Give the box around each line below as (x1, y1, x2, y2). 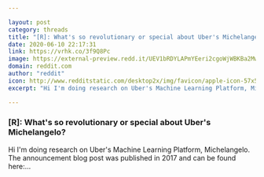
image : (8, 55, 30, 63)
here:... (8, 161, 31, 171)
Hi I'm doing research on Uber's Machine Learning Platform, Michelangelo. (8, 145, 251, 154)
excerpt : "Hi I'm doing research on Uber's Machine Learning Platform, (8, 84, 247, 92)
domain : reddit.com (8, 62, 72, 71)
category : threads (8, 25, 68, 34)
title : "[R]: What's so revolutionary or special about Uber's (8, 33, 220, 41)
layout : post (8, 18, 51, 26)
